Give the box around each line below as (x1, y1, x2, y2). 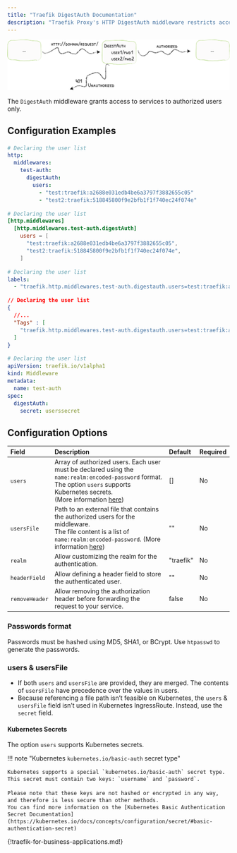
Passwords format (7, 622, 72, 631)
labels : (7, 276, 30, 283)
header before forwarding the (54, 594, 140, 603)
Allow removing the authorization (54, 586, 150, 595)
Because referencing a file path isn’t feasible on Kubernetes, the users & (17, 694, 228, 702)
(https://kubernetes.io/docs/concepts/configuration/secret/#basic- (7, 818, 213, 825)
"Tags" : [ (13, 319, 46, 326)
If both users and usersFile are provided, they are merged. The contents (17, 679, 229, 687)
